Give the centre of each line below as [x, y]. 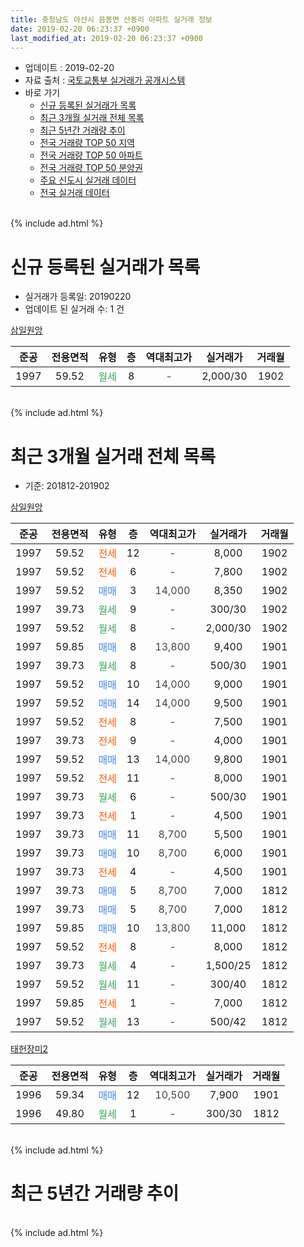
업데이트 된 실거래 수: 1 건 [74, 309]
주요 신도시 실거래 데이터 [88, 180]
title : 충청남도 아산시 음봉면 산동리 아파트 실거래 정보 [111, 19]
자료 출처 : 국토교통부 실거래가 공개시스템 [105, 80]
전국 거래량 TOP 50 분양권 [91, 168]
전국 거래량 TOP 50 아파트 [91, 155]
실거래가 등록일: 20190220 [78, 297]
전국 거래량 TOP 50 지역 [87, 143]
